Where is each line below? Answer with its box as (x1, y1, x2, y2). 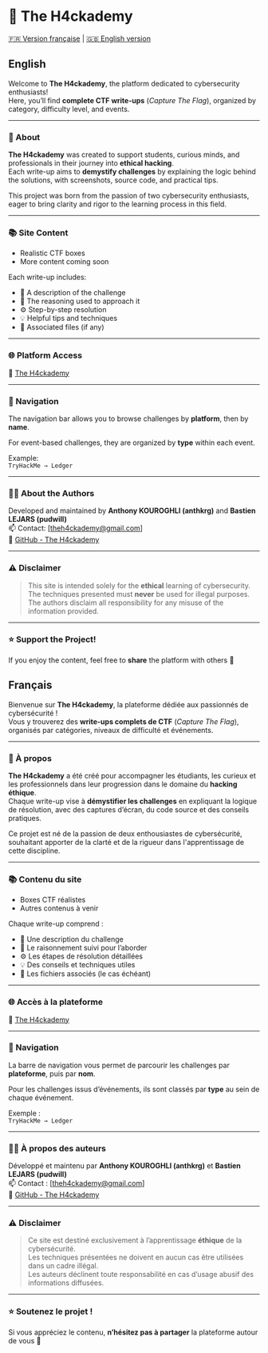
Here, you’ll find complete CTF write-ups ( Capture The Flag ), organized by (8, 95, 257, 105)
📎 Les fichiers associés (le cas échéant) (19, 969, 152, 979)
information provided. (27, 606, 100, 615)
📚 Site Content (8, 227, 69, 238)
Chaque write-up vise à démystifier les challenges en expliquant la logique (8, 796, 258, 806)
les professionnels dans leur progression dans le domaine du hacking (8, 779, 238, 789)
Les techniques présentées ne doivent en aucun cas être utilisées (27, 1252, 244, 1263)
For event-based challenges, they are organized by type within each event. (8, 438, 255, 447)
